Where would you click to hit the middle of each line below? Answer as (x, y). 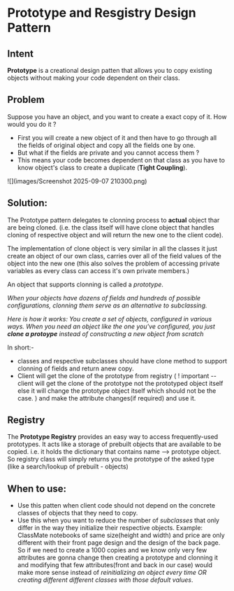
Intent (20, 54)
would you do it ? (32, 124)
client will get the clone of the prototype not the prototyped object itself (120, 383)
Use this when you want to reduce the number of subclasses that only (118, 520)
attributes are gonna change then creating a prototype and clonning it (118, 557)
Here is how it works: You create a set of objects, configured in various (110, 319)
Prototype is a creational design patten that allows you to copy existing (110, 70)
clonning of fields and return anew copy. (75, 368)
